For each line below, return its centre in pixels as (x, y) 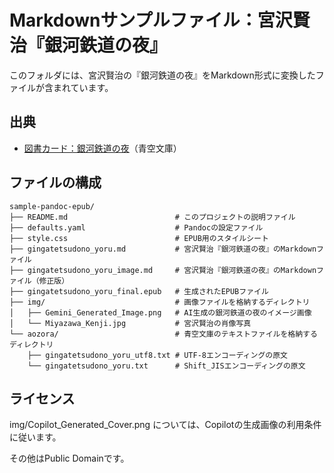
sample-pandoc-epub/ (52, 206)
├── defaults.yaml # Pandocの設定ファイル (136, 227)
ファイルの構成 (55, 182)
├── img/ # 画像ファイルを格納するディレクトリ (160, 302)
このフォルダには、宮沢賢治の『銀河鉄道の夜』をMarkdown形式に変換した (162, 75)
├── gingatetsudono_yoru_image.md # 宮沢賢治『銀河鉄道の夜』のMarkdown (163, 270)
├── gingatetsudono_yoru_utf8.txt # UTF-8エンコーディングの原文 (157, 355)
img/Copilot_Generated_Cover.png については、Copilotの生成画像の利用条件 (165, 425)
